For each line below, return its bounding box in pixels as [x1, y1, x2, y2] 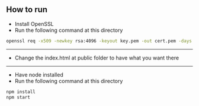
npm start [6, 94, 31, 100]
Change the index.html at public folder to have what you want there [14, 54, 179, 61]
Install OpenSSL [14, 20, 54, 27]
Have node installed [14, 71, 63, 78]
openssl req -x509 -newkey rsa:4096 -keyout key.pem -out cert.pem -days [6, 38, 192, 44]
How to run [6, 5, 48, 15]
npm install [6, 88, 36, 95]
